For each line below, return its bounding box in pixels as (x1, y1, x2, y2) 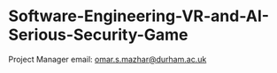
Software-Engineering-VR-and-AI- (8, 6, 270, 26)
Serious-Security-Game (8, 25, 189, 45)
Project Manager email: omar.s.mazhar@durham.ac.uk (8, 54, 207, 64)
